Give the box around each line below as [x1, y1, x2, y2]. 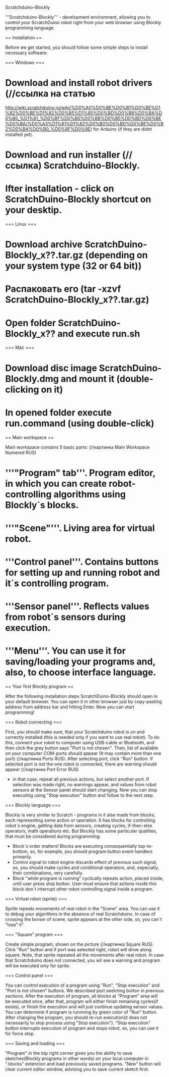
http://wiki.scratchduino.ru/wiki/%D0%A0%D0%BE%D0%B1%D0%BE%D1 [5, 105, 161, 111]
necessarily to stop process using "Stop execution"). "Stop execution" [5, 1020, 151, 1026]
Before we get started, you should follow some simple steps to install [5, 44, 148, 50]
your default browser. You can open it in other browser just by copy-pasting [5, 699, 162, 705]
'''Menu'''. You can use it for [5, 645, 126, 657]
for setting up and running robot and [5, 567, 160, 579]
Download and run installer [5, 149, 121, 161]
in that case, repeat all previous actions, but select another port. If [12, 776, 149, 782]
